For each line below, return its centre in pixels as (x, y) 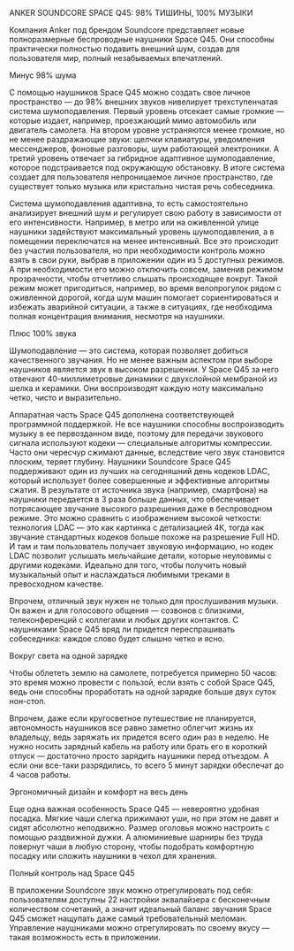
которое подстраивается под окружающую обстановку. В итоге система (147, 168)
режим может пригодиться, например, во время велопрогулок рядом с (145, 288)
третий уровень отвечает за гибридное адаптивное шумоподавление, (142, 158)
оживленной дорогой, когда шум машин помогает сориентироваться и (144, 297)
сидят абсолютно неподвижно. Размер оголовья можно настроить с (139, 828)
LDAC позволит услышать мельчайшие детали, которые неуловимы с (140, 556)
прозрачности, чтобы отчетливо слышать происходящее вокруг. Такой (143, 279)
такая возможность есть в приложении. (85, 937)
